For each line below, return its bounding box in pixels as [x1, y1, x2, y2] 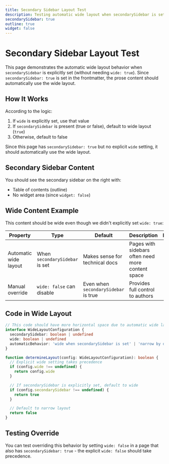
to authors [129, 292, 153, 299]
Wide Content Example [5, 206, 79, 215]
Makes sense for [82, 253, 122, 260]
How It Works [5, 95, 49, 103]
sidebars [129, 247, 150, 254]
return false [10, 410, 37, 416]
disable [37, 289, 54, 296]
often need [129, 253, 155, 260]
